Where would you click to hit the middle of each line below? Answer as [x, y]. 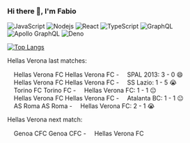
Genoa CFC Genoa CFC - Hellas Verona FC [79, 134]
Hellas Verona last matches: [47, 61]
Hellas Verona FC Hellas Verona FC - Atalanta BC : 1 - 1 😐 [99, 98]
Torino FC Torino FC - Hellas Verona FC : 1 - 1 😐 [85, 91]
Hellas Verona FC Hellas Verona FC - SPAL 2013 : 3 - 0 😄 [98, 75]
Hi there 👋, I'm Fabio [42, 11]
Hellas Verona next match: [45, 120]
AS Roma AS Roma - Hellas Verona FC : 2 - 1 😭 [84, 106]
